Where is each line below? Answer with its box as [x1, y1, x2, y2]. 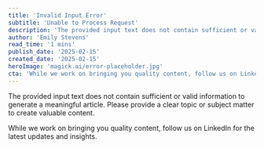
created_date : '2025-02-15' [8, 56, 101, 64]
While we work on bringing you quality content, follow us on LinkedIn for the [8, 123, 255, 133]
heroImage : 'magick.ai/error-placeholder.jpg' [8, 63, 163, 71]
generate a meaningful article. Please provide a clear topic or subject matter [8, 100, 255, 109]
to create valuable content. [8, 107, 95, 118]
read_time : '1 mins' [8, 41, 76, 49]
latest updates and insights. [8, 131, 97, 141]
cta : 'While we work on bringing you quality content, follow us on [8, 70, 237, 78]
